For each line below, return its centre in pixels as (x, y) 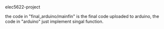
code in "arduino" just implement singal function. (54, 22)
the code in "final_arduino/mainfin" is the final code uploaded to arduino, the (82, 16)
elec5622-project (23, 7)
